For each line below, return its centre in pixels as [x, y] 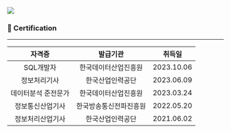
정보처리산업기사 [40, 119]
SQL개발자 [40, 68]
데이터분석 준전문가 [40, 93]
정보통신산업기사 [40, 106]
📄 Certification [32, 28]
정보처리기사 [40, 80]
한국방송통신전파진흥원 [111, 106]
